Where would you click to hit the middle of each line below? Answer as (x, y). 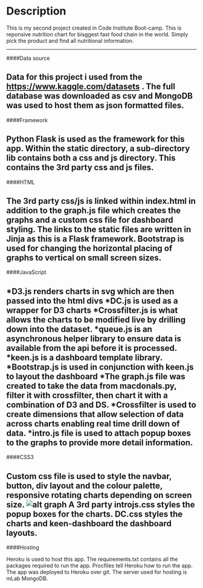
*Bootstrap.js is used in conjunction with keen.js (100, 367)
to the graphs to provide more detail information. (100, 443)
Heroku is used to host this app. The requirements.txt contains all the (92, 559)
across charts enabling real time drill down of (93, 424)
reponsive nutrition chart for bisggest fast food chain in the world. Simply (97, 34)
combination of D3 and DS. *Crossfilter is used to (101, 404)
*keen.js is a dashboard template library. (85, 357)
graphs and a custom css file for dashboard (90, 220)
